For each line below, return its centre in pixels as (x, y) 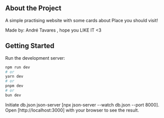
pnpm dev (14, 86)
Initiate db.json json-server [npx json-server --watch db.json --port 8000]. (82, 104)
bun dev (13, 95)
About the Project (33, 8)
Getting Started (30, 46)
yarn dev (14, 77)
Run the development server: (35, 58)
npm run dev (18, 67)
